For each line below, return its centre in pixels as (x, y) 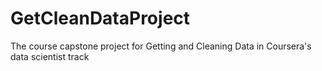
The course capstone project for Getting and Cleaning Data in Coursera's (161, 46)
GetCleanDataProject (100, 18)
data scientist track (50, 56)
